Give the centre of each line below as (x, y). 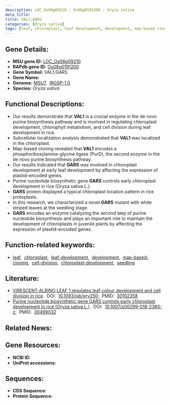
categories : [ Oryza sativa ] (35, 24)
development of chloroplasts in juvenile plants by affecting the (77, 223)
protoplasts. (25, 197)
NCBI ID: (22, 357)
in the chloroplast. (31, 143)
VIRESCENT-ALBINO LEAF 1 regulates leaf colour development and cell (87, 291)
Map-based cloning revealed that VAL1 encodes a (65, 148)
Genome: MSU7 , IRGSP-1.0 (41, 83)
